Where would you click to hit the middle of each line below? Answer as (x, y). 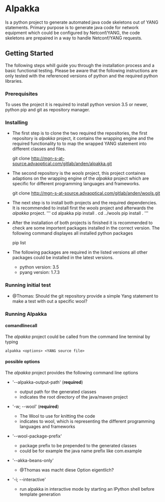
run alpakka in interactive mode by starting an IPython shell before (87, 489)
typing (12, 342)
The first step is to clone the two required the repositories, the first (80, 133)
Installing (16, 122)
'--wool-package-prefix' (37, 436)
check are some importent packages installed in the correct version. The (86, 228)
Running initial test (28, 285)
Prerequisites (21, 94)
